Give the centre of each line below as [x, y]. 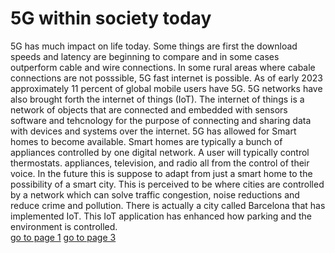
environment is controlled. [64, 226]
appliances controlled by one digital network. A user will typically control [160, 152]
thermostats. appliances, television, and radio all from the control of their [160, 163]
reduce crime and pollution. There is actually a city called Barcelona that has [168, 205]
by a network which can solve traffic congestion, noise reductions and [155, 194]
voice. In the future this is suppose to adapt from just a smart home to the [161, 173]
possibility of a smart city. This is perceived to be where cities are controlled [167, 184]
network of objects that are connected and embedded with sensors [149, 109]
